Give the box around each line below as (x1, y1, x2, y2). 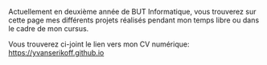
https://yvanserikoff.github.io (8, 48, 105, 57)
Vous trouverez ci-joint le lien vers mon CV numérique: (8, 39, 190, 49)
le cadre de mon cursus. (8, 24, 89, 33)
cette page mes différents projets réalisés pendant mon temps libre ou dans (8, 15, 260, 25)
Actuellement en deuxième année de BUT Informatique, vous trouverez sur (8, 7, 257, 16)
